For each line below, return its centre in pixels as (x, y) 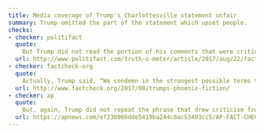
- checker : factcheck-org (50, 66)
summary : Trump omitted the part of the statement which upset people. (128, 23)
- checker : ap (31, 95)
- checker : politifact (45, 37)
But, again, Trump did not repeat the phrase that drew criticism (133, 110)
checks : (21, 30)
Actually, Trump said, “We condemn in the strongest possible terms (137, 81)
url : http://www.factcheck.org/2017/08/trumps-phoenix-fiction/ (123, 88)
